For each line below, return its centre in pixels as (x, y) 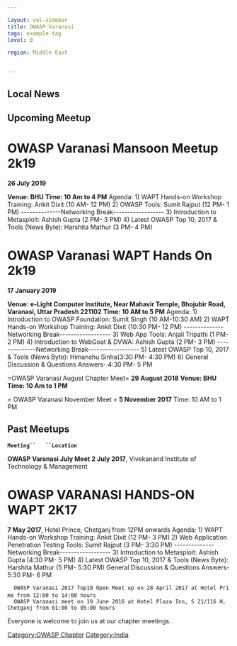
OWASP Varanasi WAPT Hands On (110, 256)
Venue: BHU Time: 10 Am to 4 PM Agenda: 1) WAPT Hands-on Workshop (115, 196)
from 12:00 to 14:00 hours (57, 595)
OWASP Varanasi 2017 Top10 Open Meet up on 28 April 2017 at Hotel (115, 588)
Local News (34, 94)
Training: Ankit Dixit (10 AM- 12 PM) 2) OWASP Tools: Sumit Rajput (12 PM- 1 (118, 204)
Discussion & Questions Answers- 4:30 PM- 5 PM (80, 364)
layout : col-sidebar (38, 20)
